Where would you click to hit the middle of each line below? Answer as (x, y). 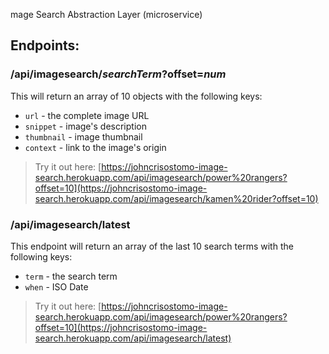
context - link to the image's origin (95, 147)
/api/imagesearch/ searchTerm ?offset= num (118, 74)
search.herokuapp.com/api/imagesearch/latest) (133, 338)
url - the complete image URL (87, 115)
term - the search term (71, 276)
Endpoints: (45, 45)
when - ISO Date (56, 286)
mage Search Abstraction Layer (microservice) (106, 14)
